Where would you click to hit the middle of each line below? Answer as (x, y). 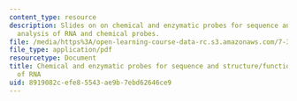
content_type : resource (53, 17)
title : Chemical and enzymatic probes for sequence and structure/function (152, 67)
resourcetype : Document (53, 58)
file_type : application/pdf (61, 50)
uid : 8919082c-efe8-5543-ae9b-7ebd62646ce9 (91, 83)
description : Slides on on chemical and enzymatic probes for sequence (144, 25)
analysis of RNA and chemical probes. (89, 33)
